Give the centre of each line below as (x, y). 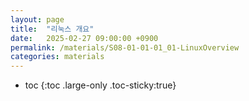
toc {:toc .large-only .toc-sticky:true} (100, 85)
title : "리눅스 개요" (52, 29)
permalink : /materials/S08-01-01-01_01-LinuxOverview (125, 47)
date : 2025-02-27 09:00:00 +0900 (84, 38)
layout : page (37, 19)
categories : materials (57, 57)
